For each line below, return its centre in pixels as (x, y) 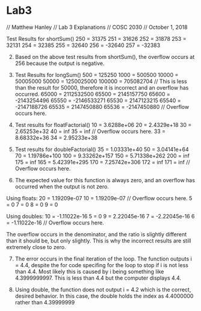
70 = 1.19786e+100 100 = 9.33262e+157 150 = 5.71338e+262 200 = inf (102, 155)
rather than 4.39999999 (45, 302)
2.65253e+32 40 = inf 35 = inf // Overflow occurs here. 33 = (90, 131)
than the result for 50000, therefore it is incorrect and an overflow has (102, 87)
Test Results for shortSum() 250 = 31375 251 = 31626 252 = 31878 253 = (96, 38)
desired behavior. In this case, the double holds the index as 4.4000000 (104, 296)
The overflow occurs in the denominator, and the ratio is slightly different (97, 234)
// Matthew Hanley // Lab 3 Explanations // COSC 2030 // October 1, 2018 (97, 27)
